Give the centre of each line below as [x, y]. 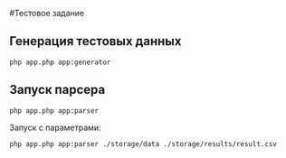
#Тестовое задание [47, 13]
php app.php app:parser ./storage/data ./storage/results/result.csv [143, 144]
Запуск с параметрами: [55, 127]
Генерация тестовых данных [95, 41]
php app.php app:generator [60, 62]
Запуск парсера [57, 90]
